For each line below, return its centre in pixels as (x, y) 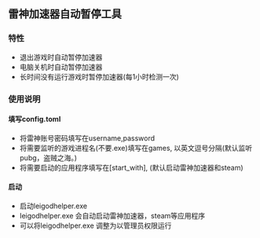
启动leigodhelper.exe (53, 206)
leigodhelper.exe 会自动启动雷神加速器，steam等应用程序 (112, 216)
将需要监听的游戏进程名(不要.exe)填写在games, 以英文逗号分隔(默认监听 (136, 148)
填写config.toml (35, 119)
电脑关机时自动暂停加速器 (61, 67)
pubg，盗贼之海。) (48, 157)
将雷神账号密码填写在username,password (87, 138)
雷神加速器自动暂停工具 (65, 14)
